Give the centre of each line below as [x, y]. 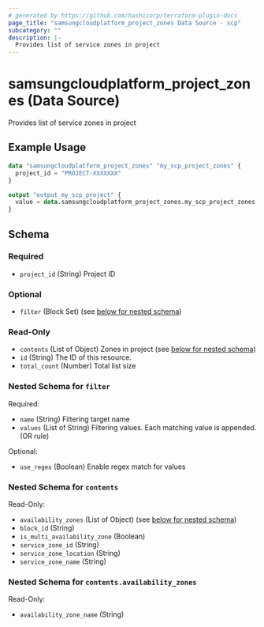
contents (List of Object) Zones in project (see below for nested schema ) [138, 349]
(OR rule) [34, 436]
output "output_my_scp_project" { [65, 195]
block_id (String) [47, 528]
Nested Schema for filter [59, 387]
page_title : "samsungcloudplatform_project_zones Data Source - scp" [125, 23]
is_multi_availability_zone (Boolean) [82, 536]
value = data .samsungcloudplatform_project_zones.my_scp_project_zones [136, 202]
